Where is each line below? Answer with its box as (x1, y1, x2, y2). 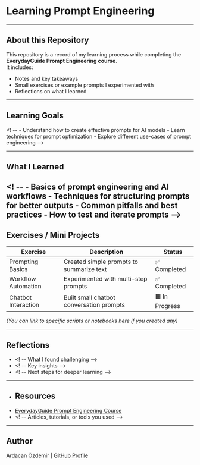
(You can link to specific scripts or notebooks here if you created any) (6, 317, 178, 325)
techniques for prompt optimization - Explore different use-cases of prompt (6, 133, 192, 140)
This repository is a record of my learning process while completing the (6, 51, 182, 58)
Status (163, 248, 183, 256)
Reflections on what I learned (14, 87, 87, 95)
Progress (154, 302, 180, 310)
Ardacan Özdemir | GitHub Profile (6, 452, 88, 459)
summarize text (63, 265, 107, 274)
